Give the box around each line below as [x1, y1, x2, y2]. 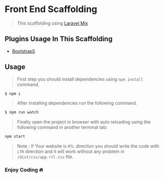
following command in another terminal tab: [17, 124, 108, 130]
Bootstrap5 [12, 48, 36, 54]
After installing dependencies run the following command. [17, 100, 137, 106]
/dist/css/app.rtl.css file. [17, 154, 74, 160]
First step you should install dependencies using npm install [17, 76, 144, 82]
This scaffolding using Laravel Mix [17, 20, 89, 26]
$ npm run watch [5, 110, 39, 115]
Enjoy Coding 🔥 [5, 166, 43, 173]
